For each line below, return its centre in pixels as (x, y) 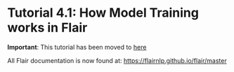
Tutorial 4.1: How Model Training (103, 13)
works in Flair (47, 28)
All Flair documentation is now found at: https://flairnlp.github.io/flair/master (117, 60)
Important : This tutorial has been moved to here (77, 47)
